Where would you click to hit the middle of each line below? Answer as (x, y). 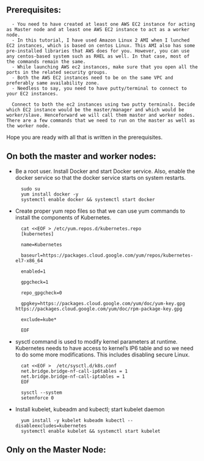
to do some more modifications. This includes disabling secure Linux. (102, 355)
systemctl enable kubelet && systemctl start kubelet (91, 431)
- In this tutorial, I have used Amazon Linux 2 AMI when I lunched (101, 40)
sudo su (31, 189)
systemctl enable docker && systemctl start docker (88, 199)
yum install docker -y (50, 194)
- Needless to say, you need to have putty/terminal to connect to (100, 88)
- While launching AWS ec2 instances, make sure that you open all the (105, 67)
